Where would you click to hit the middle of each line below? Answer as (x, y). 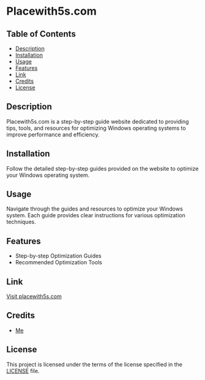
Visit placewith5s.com (34, 296)
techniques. (21, 222)
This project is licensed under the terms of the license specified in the (94, 364)
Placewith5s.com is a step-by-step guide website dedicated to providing (98, 121)
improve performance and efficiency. (53, 134)
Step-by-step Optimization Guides (58, 256)
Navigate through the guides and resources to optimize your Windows (95, 209)
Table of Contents (41, 34)
